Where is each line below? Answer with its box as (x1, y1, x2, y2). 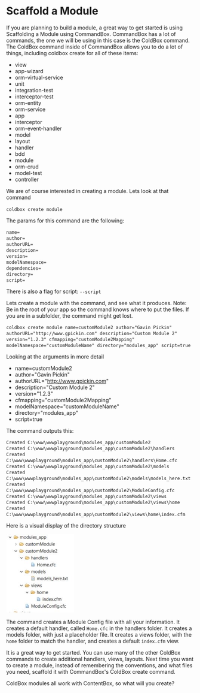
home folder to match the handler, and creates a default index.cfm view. (6, 637, 180, 644)
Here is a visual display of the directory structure (6, 522, 127, 529)
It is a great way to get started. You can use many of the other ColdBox (6, 649, 181, 656)
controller (14, 176, 39, 183)
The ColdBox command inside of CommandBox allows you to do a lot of (6, 43, 183, 50)
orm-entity (14, 99, 42, 106)
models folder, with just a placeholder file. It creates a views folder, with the (6, 631, 192, 638)
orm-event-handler (14, 125, 62, 132)
